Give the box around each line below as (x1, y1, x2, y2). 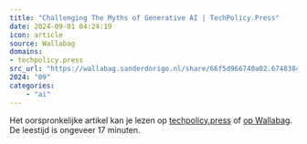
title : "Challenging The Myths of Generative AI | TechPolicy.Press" (9, 13, 281, 23)
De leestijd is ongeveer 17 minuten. (9, 124, 141, 135)
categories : (9, 81, 55, 90)
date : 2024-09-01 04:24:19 (9, 22, 112, 31)
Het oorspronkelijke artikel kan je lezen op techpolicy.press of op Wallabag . (9, 115, 292, 126)
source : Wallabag (9, 38, 76, 48)
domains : (9, 47, 43, 57)
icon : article (9, 30, 64, 39)
